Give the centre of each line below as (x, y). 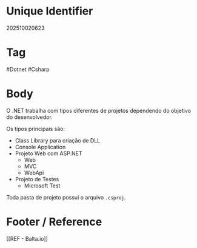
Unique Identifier (50, 11)
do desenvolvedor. (29, 117)
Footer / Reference (54, 222)
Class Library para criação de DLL (58, 140)
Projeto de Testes (37, 179)
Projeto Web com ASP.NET (48, 153)
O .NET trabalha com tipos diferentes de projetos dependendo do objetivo (98, 110)
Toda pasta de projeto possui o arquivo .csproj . (66, 197)
